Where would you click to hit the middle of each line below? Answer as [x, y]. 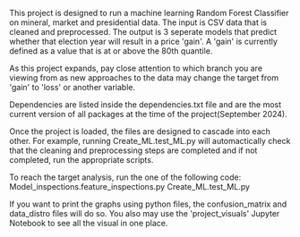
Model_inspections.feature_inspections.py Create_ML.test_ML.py [130, 186]
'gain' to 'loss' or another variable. [73, 87]
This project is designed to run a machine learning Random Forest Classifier [149, 13]
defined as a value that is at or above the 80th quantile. [111, 51]
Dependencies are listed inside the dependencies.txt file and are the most [146, 105]
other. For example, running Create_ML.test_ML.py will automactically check [150, 141]
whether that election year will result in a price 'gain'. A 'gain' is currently [143, 41]
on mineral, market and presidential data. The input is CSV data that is [138, 22]
